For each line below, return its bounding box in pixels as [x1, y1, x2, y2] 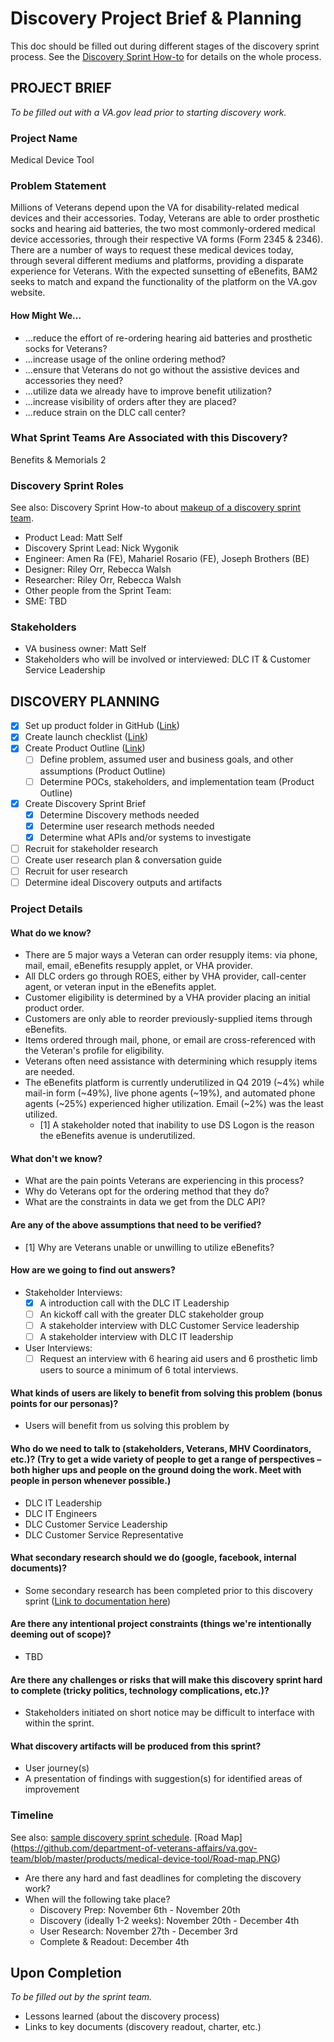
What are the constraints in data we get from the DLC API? [24, 1196, 266, 1208]
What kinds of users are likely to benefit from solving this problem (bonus [10, 1387, 323, 1399]
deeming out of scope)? [10, 1628, 112, 1641]
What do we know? [10, 927, 92, 939]
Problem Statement [10, 178, 107, 192]
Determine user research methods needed [39, 820, 215, 832]
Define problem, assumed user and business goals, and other [39, 753, 294, 766]
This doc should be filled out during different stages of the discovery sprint [10, 40, 320, 52]
